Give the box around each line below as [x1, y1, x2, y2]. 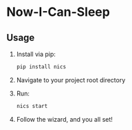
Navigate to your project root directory [16, 75, 126, 84]
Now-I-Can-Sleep [6, 4, 111, 20]
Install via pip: [16, 50, 56, 58]
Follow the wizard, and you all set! [16, 115, 113, 123]
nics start [16, 102, 48, 109]
